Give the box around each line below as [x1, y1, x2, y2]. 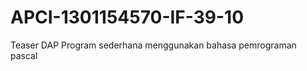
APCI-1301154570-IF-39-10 [10, 6, 245, 29]
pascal [10, 49, 38, 61]
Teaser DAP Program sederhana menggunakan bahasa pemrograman [10, 39, 297, 51]
